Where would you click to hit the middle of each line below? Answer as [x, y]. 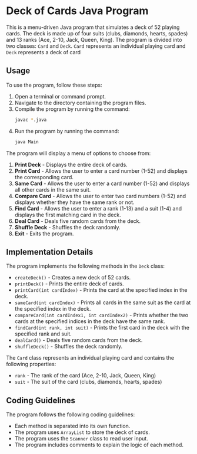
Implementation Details [50, 252]
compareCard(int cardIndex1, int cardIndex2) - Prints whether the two [101, 315]
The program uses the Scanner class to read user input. [81, 439]
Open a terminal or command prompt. [60, 96]
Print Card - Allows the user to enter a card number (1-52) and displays [101, 171]
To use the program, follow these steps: [54, 85]
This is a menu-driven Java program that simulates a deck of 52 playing [93, 27]
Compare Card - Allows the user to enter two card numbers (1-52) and [100, 196]
